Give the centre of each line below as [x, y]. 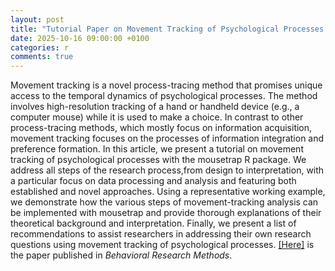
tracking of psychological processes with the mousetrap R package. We [158, 160]
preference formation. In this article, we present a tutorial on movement [157, 149]
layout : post [37, 19]
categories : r [40, 47]
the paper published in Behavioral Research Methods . [121, 255]
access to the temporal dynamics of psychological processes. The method [164, 96]
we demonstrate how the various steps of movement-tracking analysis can [164, 202]
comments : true [42, 57]
